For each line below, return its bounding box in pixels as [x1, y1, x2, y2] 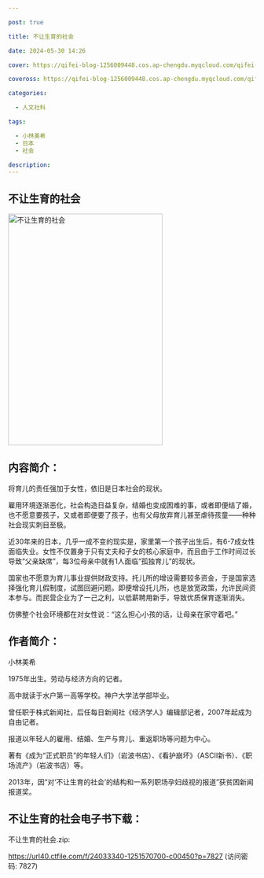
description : [8, 160, 51, 169]
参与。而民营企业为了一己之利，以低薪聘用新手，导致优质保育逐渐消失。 [14, 592, 249, 602]
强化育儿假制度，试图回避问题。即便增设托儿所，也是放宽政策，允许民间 [14, 583, 249, 592]
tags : [8, 118, 26, 126]
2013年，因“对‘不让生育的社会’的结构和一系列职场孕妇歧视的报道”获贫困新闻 [8, 777, 254, 787]
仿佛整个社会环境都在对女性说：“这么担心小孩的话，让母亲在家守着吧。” [8, 609, 238, 618]
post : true [8, 18, 44, 26]
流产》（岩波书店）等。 [14, 760, 88, 769]
